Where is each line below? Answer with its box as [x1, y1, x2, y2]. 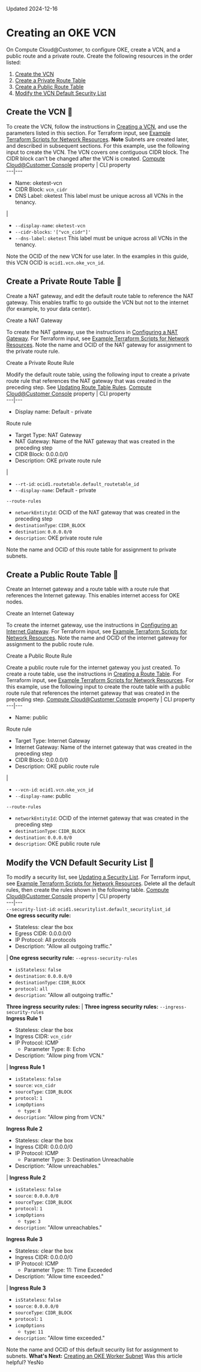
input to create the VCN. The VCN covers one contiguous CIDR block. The [6, 148, 190, 156]
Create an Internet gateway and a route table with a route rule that [6, 585, 170, 593]
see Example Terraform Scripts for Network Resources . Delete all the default [6, 880, 196, 887]
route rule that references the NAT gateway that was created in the [6, 377, 172, 384]
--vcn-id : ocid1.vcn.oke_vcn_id [14, 786, 94, 793]
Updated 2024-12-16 [6, 5, 58, 12]
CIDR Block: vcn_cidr [14, 186, 68, 193]
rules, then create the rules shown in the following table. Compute [6, 886, 169, 894]
